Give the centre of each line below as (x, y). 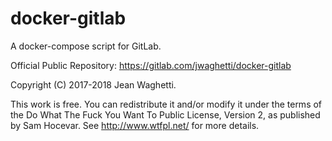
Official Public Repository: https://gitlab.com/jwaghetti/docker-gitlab (151, 65)
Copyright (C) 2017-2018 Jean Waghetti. (93, 84)
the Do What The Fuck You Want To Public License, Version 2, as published (165, 114)
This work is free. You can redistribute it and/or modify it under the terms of (166, 104)
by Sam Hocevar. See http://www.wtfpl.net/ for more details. (135, 125)
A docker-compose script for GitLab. (86, 46)
